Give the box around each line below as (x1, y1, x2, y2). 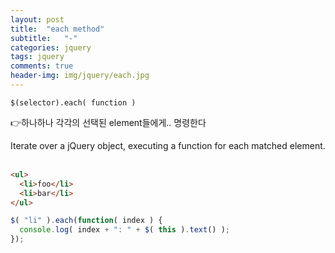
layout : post (10, 14, 65, 25)
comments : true (10, 61, 74, 71)
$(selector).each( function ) (10, 97, 137, 108)
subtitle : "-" (10, 33, 78, 43)
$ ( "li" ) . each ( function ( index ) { (10, 216, 163, 226)
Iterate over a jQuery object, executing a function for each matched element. (10, 139, 326, 151)
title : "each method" (10, 24, 105, 34)
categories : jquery (10, 42, 92, 53)
